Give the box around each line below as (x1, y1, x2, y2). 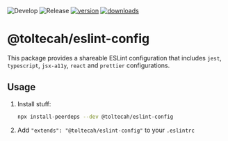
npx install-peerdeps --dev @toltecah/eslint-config (17, 113, 174, 120)
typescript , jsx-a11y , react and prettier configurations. (7, 61, 170, 69)
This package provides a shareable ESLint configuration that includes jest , (7, 53, 222, 62)
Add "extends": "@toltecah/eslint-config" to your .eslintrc (17, 126, 195, 134)
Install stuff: (17, 99, 51, 108)
